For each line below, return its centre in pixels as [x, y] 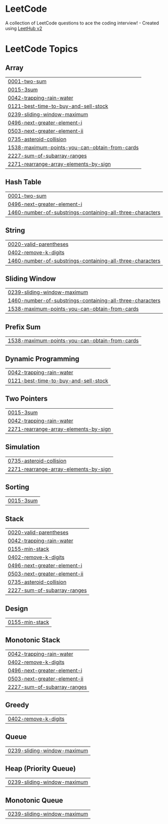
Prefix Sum [23, 327]
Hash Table [23, 182]
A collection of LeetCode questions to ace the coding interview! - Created [82, 23]
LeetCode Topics [42, 49]
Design [17, 608]
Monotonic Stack [33, 640]
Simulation [23, 447]
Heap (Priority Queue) [40, 768]
